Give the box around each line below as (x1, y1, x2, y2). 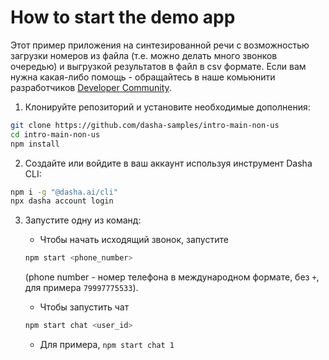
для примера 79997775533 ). (24, 282, 139, 294)
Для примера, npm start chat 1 (39, 339, 175, 351)
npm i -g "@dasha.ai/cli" (10, 187, 118, 197)
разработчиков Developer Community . (10, 81, 172, 93)
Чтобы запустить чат (39, 301, 130, 313)
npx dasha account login (10, 196, 114, 206)
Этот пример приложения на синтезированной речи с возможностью (10, 39, 310, 51)
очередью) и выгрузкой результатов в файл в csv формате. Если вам (10, 60, 307, 72)
